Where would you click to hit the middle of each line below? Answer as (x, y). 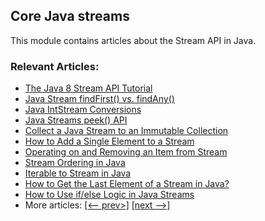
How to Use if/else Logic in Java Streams (109, 195)
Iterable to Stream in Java (78, 173)
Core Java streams (70, 16)
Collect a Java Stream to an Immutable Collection (126, 131)
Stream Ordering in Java (75, 163)
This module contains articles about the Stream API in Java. (133, 40)
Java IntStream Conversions (83, 110)
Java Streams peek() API (76, 120)
